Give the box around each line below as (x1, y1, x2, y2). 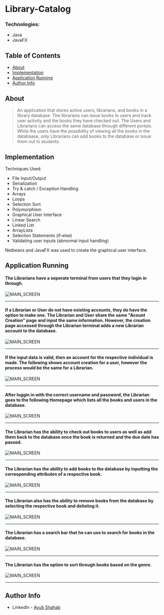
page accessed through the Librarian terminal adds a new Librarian (5, 322, 144, 329)
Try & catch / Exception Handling (12, 185, 79, 192)
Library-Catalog (5, 3, 71, 15)
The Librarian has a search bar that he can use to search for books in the (5, 530, 155, 536)
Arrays (12, 191, 26, 197)
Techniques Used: (5, 166, 41, 172)
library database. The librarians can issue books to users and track (17, 113, 152, 119)
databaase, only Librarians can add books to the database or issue (17, 133, 151, 139)
